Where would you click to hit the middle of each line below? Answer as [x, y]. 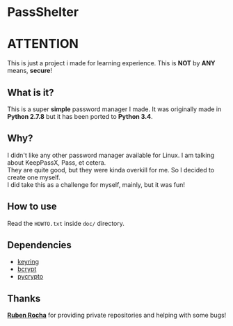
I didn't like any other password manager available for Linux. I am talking [111, 155]
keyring [28, 262]
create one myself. [34, 177]
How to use [32, 207]
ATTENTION [43, 44]
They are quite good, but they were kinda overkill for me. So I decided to [111, 170]
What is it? [31, 92]
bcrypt [27, 269]
